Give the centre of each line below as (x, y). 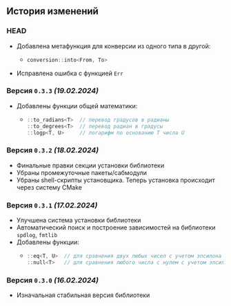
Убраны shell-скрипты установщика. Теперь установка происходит (115, 180)
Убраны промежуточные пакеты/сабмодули (82, 172)
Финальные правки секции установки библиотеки (90, 165)
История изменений (53, 11)
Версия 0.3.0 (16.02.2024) (53, 280)
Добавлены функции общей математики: (77, 105)
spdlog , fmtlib (37, 235)
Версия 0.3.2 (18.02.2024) (53, 150)
